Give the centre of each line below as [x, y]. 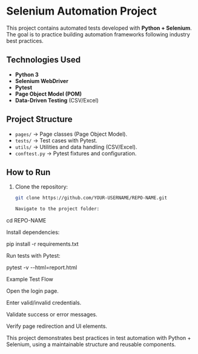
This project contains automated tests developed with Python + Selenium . [99, 28]
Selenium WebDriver [41, 81]
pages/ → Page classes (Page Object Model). [71, 134]
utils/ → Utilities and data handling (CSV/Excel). [76, 147]
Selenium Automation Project [82, 11]
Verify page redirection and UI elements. [57, 326]
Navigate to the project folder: [57, 209]
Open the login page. [32, 291]
